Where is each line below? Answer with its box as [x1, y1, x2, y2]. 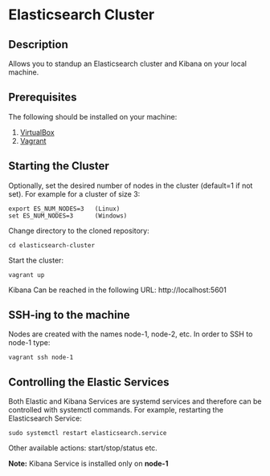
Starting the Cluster [8, 159, 110, 173]
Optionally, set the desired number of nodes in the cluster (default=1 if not [8, 181, 253, 190]
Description [8, 38, 68, 51]
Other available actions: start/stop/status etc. [8, 443, 158, 453]
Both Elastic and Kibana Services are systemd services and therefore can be [8, 397, 262, 406]
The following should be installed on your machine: [8, 112, 178, 121]
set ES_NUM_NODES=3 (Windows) [8, 211, 128, 220]
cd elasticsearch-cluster [8, 241, 95, 250]
